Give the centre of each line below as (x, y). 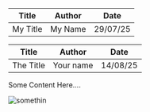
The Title (29, 65)
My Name (68, 29)
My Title (27, 29)
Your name (73, 65)
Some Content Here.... (44, 85)
